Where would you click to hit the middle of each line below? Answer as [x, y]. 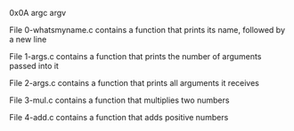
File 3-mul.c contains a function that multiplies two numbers [119, 100]
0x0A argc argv [38, 13]
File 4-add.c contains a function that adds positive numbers [119, 117]
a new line [28, 39]
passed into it [34, 66]
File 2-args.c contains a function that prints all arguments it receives [135, 83]
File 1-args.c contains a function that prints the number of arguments [135, 56]
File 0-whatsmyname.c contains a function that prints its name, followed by [147, 30]
